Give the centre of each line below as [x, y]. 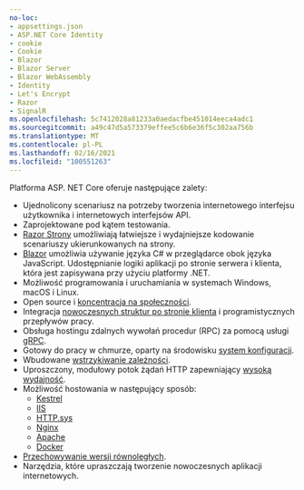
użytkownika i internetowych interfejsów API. [107, 215]
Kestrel [49, 398]
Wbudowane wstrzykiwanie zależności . [96, 359]
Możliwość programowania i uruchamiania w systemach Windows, [147, 282]
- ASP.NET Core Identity [56, 35]
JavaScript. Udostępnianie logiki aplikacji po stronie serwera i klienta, [152, 263]
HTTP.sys [54, 417]
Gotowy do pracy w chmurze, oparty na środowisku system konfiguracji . [158, 350]
